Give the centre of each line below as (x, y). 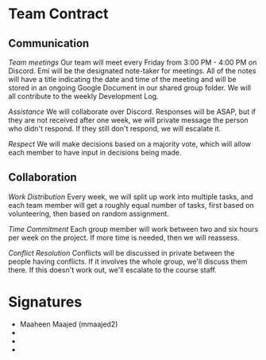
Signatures (45, 302)
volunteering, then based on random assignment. (89, 213)
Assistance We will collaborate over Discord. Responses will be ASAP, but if (132, 112)
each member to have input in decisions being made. (95, 153)
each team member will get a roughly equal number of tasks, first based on (131, 205)
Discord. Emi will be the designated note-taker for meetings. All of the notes (132, 71)
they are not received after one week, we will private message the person (128, 120)
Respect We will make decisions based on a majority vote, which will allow (130, 144)
